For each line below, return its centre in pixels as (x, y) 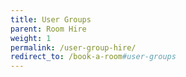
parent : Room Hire (48, 29)
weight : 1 (31, 38)
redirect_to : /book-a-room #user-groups (93, 57)
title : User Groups (51, 19)
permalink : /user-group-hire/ (73, 47)
